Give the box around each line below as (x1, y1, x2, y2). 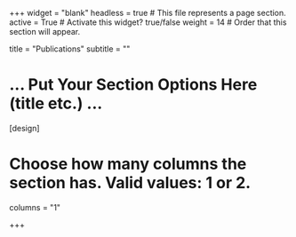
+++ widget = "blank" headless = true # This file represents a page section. (9, 8, 286, 18)
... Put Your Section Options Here (9, 75, 258, 95)
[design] (9, 122, 40, 133)
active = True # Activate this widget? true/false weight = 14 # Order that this (9, 17, 287, 28)
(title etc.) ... (9, 93, 103, 114)
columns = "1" (9, 201, 60, 212)
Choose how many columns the (9, 154, 247, 174)
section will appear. (9, 27, 81, 36)
